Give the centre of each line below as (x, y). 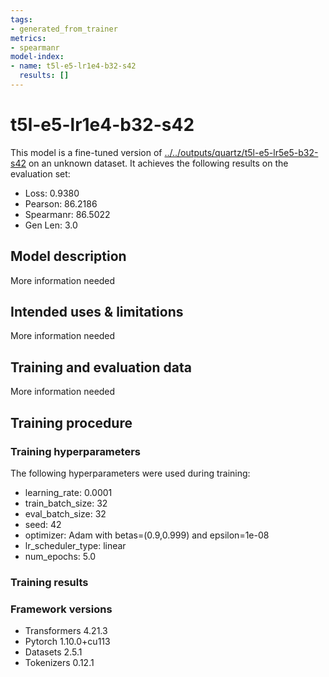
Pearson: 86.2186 (61, 203)
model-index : (37, 57)
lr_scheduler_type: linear (75, 545)
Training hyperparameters (75, 451)
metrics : (28, 38)
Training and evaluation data (101, 367)
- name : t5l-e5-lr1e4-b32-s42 (73, 66)
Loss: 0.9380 (52, 193)
